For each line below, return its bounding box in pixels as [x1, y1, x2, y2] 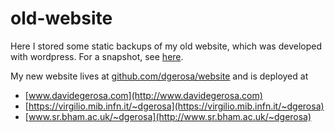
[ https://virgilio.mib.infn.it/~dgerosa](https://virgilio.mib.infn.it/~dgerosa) [24, 100, 325, 112]
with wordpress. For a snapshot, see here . [10, 50, 184, 62]
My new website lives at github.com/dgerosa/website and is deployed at [10, 70, 309, 82]
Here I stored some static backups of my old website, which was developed [10, 40, 322, 52]
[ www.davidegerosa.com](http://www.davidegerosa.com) [24, 89, 263, 101]
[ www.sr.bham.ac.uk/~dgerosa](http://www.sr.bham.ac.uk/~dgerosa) [24, 110, 312, 122]
